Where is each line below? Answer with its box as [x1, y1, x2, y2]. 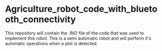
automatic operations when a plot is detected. [5, 40, 98, 46]
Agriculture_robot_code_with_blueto [5, 3, 158, 15]
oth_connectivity [5, 14, 76, 25]
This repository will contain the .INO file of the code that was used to [5, 30, 144, 36]
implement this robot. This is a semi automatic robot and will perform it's [5, 35, 151, 41]
